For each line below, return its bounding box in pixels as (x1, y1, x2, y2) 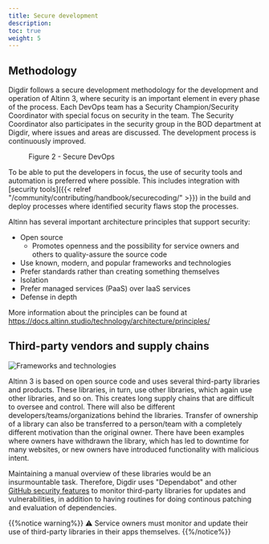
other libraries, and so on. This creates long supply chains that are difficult (8, 393, 255, 403)
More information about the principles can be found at (8, 308, 187, 318)
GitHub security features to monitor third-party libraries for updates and (8, 485, 247, 495)
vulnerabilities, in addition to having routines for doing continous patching (8, 494, 252, 504)
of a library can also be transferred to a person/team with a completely (8, 419, 243, 428)
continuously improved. (8, 136, 87, 146)
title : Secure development (8, 11, 99, 20)
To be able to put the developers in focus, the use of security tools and (8, 168, 243, 177)
